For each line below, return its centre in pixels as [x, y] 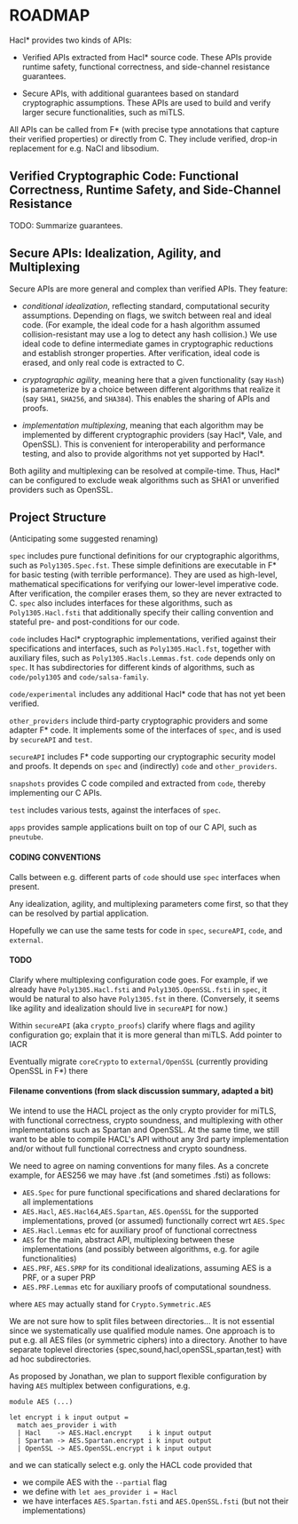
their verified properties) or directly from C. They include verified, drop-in [143, 139]
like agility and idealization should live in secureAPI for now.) [119, 1008]
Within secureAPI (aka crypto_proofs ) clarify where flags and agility [132, 1025]
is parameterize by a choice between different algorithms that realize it [151, 389]
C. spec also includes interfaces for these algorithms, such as [121, 603]
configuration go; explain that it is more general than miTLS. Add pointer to [145, 1035]
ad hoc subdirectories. [50, 1359]
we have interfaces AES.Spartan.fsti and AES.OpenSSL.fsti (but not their [155, 1501]
